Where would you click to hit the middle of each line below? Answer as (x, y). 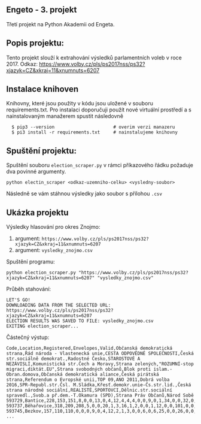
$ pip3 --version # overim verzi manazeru (93, 127)
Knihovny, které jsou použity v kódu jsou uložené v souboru (80, 104)
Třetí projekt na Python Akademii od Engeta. (60, 24)
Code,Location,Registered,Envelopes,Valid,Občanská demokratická (89, 349)
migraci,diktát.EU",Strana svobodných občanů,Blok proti (79, 370)
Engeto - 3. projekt (42, 10)
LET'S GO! (19, 300)
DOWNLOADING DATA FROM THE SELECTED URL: (59, 305)
